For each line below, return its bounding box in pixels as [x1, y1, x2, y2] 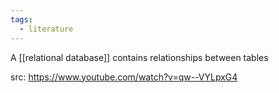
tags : [10, 14, 33, 25]
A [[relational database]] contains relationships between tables [10, 51, 269, 63]
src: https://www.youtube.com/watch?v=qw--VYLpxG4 [10, 71, 238, 83]
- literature [19, 24, 74, 34]
